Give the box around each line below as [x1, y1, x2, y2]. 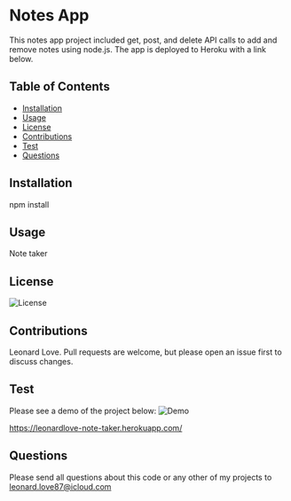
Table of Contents [9, 79, 111, 94]
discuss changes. [9, 356, 74, 366]
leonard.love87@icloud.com [9, 481, 112, 492]
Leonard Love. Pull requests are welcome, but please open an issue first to [9, 347, 282, 357]
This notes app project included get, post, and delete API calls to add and [9, 35, 278, 45]
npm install [9, 199, 50, 209]
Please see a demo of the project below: [9, 405, 157, 416]
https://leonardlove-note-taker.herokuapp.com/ [9, 422, 183, 433]
